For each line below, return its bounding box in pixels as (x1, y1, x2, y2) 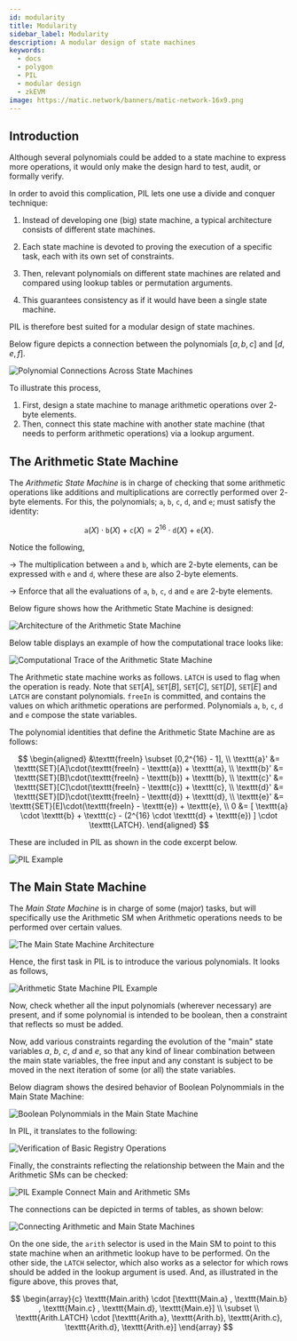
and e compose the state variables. (9, 709, 137, 720)
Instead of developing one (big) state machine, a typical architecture (21, 215, 272, 226)
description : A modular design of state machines (9, 37, 197, 47)
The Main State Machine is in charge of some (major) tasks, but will (9, 903, 257, 914)
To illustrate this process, (9, 383, 101, 394)
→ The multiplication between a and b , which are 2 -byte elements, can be (9, 559, 278, 570)
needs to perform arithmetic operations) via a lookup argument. (21, 428, 254, 439)
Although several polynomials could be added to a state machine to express (9, 152, 286, 163)
